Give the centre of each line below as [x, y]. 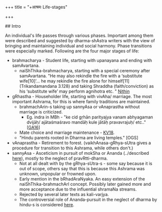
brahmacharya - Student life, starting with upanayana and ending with [82, 60]
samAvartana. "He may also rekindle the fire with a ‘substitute [81, 76]
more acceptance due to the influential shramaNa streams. [78, 189]
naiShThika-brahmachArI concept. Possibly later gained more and [85, 184]
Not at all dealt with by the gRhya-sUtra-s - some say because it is [86, 163]
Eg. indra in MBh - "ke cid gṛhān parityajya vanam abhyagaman [90, 117]
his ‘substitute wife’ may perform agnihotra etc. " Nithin [74, 91]
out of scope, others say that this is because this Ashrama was [82, 169]
